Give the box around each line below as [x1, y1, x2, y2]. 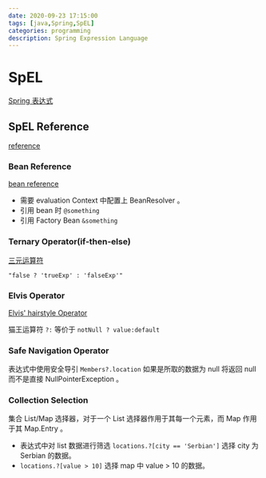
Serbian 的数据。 [19, 451, 76, 460]
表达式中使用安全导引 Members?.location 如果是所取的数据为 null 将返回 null [8, 364, 257, 374]
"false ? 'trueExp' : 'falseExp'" [8, 271, 124, 279]
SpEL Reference [8, 119, 89, 133]
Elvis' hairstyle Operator [8, 307, 88, 317]
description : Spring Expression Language [8, 34, 149, 42]
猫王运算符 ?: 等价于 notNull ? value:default [8, 324, 160, 334]
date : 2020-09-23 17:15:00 [8, 11, 98, 20]
